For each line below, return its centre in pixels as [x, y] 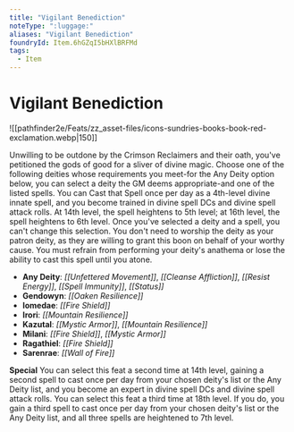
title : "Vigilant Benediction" [67, 17]
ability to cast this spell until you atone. [81, 259]
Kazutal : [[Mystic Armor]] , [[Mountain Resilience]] [115, 324]
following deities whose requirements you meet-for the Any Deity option [142, 174]
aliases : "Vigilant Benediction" [71, 34]
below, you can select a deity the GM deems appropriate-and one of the [142, 183]
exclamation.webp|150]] [54, 137]
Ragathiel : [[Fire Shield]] [67, 343]
